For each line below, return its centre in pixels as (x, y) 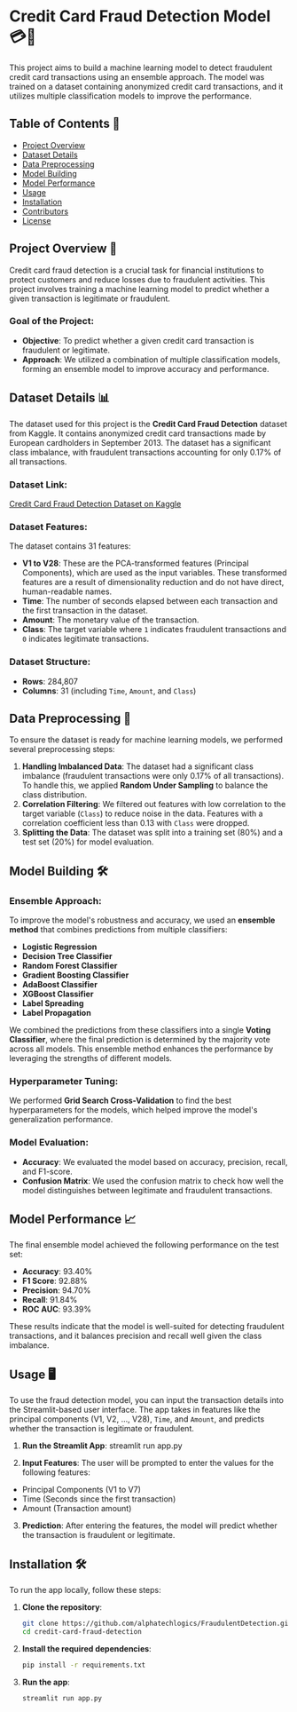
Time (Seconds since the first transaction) (99, 1499)
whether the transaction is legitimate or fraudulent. (102, 1429)
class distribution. (55, 795)
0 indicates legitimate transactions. (85, 639)
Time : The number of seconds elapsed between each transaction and (150, 601)
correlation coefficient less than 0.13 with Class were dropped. (136, 823)
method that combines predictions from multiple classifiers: (118, 930)
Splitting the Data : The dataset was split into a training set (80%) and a (152, 833)
